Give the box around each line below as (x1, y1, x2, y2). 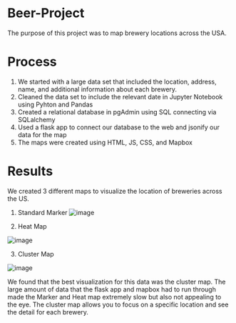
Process (7, 54, 57, 70)
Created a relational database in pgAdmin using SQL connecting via (17, 107, 217, 116)
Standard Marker (17, 208, 68, 217)
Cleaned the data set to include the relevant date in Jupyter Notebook (17, 92, 223, 101)
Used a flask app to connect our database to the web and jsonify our (17, 123, 220, 131)
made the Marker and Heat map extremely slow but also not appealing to (7, 292, 222, 301)
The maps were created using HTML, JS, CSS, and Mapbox (17, 138, 193, 146)
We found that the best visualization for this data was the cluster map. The (7, 277, 226, 286)
